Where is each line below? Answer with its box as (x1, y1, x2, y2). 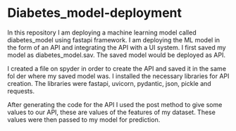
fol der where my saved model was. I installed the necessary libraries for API (7, 72, 230, 80)
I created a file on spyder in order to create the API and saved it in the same (7, 64, 227, 73)
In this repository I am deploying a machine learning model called (7, 28, 197, 37)
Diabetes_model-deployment (7, 5, 182, 21)
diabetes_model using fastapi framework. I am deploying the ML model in (7, 35, 221, 44)
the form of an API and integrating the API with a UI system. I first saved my (7, 43, 227, 51)
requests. (7, 87, 35, 95)
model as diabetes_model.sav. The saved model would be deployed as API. (7, 51, 225, 59)
